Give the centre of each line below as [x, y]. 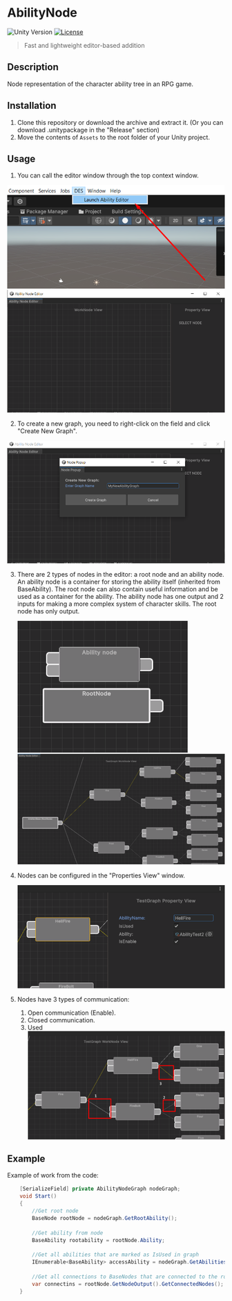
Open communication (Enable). [71, 1013]
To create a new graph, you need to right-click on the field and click [114, 424]
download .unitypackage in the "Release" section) [88, 130]
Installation [32, 106]
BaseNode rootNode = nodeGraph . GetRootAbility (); [105, 1218]
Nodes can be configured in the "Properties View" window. [101, 875]
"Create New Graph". [47, 431]
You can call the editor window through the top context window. [108, 175]
